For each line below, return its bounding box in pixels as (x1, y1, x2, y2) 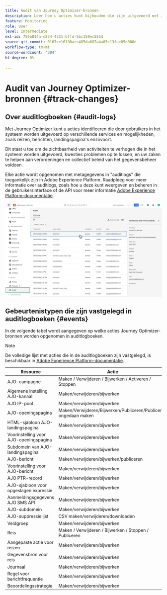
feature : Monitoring (5, 18, 48, 23)
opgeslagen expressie (7, 487, 53, 493)
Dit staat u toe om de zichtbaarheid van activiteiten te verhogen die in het (5, 146, 156, 152)
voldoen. (5, 162, 23, 168)
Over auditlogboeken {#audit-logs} (5, 112, 117, 121)
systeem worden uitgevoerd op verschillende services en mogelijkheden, (5, 131, 155, 137)
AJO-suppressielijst (7, 513, 49, 519)
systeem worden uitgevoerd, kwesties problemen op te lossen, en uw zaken (5, 152, 161, 158)
